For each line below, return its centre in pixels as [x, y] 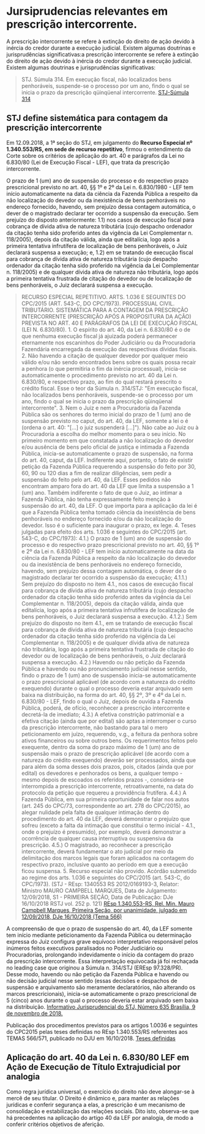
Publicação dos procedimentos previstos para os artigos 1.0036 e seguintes [102, 1025]
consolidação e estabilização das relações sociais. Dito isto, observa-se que [103, 1111]
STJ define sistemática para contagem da [87, 118]
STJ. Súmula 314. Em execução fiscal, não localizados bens [96, 79]
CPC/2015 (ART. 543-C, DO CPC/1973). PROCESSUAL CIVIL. [98, 303]
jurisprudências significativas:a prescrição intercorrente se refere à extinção [102, 54]
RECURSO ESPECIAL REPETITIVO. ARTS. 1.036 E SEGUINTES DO [103, 297]
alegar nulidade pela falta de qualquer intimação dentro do [95, 812]
